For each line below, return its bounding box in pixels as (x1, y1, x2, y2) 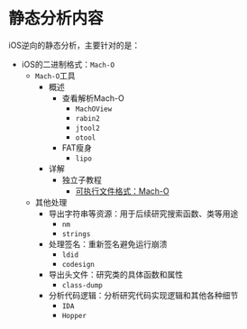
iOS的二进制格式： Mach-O (21, 59, 114, 69)
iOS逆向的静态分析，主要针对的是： (8, 40, 141, 50)
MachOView (75, 105, 113, 114)
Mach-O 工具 (34, 69, 76, 81)
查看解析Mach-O (61, 92, 125, 104)
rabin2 (75, 114, 100, 123)
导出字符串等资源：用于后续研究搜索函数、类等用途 (48, 208, 239, 219)
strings (61, 229, 91, 239)
